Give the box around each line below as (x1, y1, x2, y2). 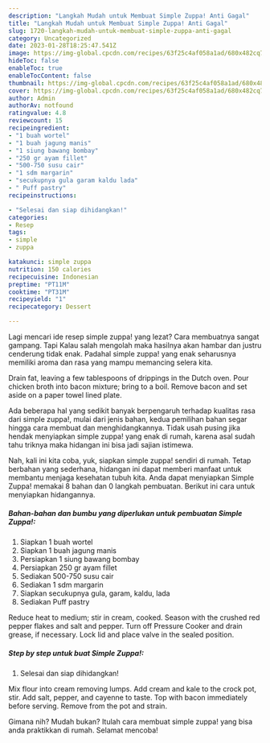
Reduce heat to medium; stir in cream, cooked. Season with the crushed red (8, 613, 260, 622)
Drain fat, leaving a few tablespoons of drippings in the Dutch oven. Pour (8, 374, 249, 382)
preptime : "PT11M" (8, 280, 70, 288)
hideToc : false (8, 57, 59, 65)
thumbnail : (8, 79, 45, 87)
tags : (8, 229, 27, 237)
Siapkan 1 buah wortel (19, 537, 94, 547)
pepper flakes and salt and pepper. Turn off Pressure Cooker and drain (8, 621, 243, 630)
